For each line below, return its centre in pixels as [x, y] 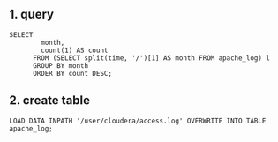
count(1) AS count [75, 50]
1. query [32, 15]
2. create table [50, 101]
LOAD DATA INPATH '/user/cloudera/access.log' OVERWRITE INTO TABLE [138, 121]
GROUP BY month [60, 65]
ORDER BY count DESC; [72, 73]
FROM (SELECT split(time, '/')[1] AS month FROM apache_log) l [151, 58]
